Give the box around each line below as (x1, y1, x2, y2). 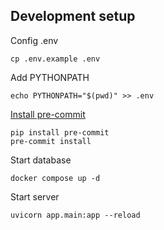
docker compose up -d (10, 173, 101, 183)
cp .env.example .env (10, 54, 101, 64)
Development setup (10, 8, 136, 25)
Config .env (10, 34, 59, 46)
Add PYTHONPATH (10, 71, 90, 83)
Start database (10, 154, 72, 166)
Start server (10, 190, 60, 203)
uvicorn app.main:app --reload (10, 210, 141, 220)
